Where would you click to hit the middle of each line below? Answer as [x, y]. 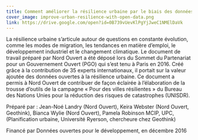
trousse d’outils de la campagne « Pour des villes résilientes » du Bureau [94, 89]
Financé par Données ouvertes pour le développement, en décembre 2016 [96, 131]
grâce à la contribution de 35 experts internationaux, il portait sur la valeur [96, 71]
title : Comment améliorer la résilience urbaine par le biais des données [100, 11]
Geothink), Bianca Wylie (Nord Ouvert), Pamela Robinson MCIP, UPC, [90, 113]
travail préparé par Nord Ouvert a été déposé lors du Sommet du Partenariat [98, 58]
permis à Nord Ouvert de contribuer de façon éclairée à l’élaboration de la [96, 83]
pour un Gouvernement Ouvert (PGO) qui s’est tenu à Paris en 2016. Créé [95, 64]
